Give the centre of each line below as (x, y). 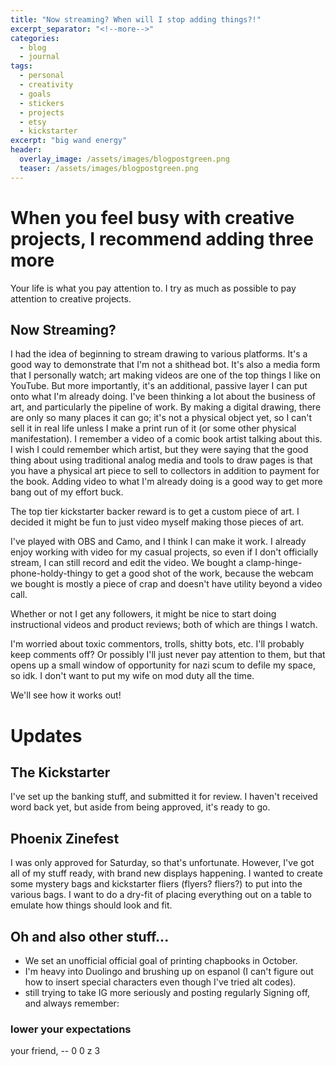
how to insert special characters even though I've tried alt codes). (160, 982)
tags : (21, 66)
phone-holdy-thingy (51, 573)
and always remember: (72, 1003)
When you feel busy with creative (152, 217)
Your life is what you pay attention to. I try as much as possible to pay (153, 288)
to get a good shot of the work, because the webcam (204, 573)
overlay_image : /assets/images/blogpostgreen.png (124, 159)
